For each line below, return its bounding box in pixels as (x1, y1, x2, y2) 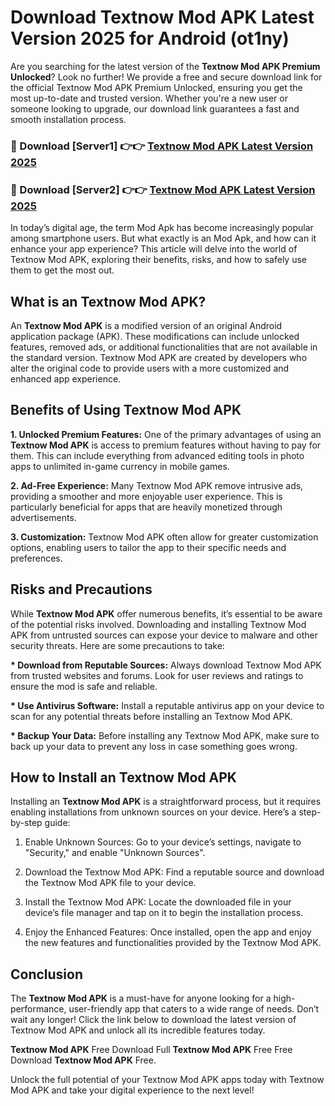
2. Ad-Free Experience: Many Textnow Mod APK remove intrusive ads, (10, 479, 304, 491)
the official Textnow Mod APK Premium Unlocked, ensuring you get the (10, 81, 303, 93)
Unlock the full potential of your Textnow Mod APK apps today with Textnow (10, 1074, 325, 1086)
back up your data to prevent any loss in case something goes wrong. (10, 740, 298, 752)
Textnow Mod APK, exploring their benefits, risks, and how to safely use (10, 254, 307, 266)
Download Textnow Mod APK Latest (10, 6, 315, 29)
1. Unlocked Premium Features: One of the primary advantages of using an (10, 428, 322, 440)
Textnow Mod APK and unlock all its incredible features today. (10, 1024, 266, 1036)
